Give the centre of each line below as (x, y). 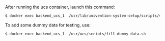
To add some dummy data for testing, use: (48, 25)
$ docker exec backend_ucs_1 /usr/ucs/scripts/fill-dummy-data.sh (76, 34)
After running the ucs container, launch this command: (60, 7)
